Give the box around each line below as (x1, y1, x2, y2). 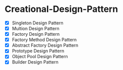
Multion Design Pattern (11, 26, 59, 31)
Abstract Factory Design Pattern (11, 42, 78, 48)
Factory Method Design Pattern (11, 37, 77, 43)
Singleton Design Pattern (11, 20, 63, 26)
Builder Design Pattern (11, 59, 58, 65)
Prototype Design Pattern (11, 48, 64, 54)
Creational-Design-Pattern (4, 3, 118, 15)
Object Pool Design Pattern (11, 54, 68, 60)
